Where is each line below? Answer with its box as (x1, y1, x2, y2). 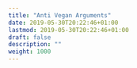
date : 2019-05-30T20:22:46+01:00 (8, 19, 119, 27)
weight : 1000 (8, 48, 51, 55)
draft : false (8, 33, 51, 41)
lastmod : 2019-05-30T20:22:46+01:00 (8, 26, 129, 34)
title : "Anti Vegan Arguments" (8, 11, 112, 20)
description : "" (8, 41, 62, 48)
